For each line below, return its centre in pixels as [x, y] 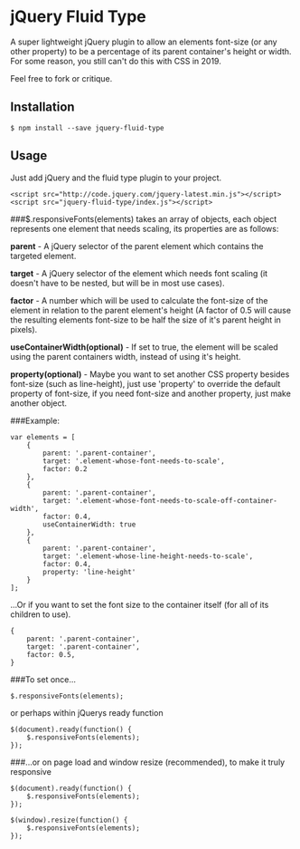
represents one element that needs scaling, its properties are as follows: [145, 228]
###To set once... [43, 679]
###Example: [35, 420]
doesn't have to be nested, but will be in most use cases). [117, 283]
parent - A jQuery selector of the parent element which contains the [137, 246]
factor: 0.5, [51, 654]
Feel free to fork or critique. [61, 78]
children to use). [41, 614]
